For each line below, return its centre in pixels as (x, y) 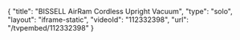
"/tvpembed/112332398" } (51, 28)
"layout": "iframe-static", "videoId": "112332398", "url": (98, 20)
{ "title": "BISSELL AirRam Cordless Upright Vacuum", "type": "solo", (120, 11)
